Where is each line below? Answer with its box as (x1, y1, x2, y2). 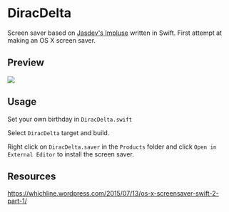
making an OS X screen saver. (7, 36, 96, 44)
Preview (7, 57, 45, 69)
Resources (7, 170, 56, 182)
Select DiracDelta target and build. (7, 128, 110, 137)
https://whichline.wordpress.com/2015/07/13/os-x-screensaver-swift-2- (7, 189, 219, 198)
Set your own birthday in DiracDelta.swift (7, 115, 133, 123)
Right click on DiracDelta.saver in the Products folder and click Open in (7, 142, 217, 151)
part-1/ (7, 197, 27, 206)
